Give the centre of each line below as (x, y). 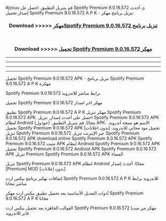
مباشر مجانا (16, 183)
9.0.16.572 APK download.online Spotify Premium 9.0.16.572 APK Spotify (79, 138)
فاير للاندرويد (17, 213)
